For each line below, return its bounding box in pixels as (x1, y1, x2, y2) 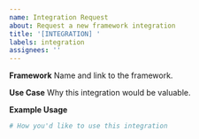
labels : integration (9, 37, 86, 47)
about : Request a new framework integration (9, 21, 176, 30)
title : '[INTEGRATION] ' (9, 29, 101, 38)
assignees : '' (9, 46, 62, 55)
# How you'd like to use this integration (9, 121, 168, 131)
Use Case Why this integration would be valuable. (9, 88, 191, 98)
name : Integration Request (9, 12, 109, 22)
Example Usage (9, 104, 68, 115)
